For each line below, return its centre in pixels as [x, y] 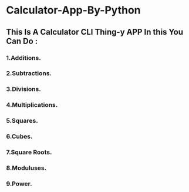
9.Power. [19, 184]
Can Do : [22, 41]
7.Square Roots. [29, 152]
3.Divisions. [23, 89]
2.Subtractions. [29, 73]
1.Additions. [23, 58]
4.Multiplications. [32, 105]
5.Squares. [22, 121]
